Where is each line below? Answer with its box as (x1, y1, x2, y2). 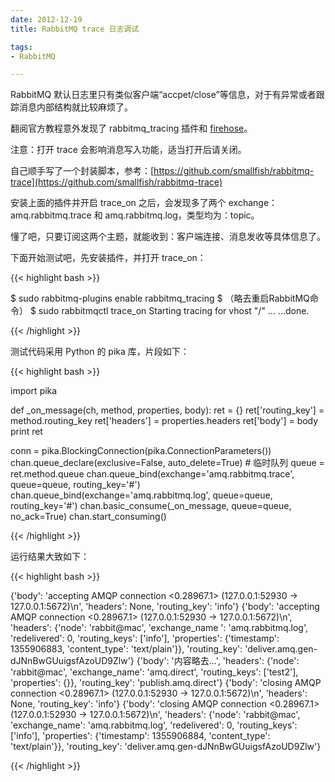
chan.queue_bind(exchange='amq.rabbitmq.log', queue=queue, (10, 489, 273, 501)
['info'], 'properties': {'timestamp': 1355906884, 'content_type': (10, 730, 271, 742)
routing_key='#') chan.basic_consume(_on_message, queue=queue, (10, 500, 292, 512)
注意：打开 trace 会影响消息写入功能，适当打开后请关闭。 (10, 144, 247, 156)
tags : (10, 42, 33, 52)
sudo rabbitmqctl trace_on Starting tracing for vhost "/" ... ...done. (38, 305, 310, 317)
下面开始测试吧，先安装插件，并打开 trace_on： (10, 252, 207, 264)
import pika (10, 385, 58, 397)
